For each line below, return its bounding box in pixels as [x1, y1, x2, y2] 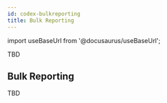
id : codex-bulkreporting [7, 10, 81, 18]
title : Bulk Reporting [7, 17, 74, 24]
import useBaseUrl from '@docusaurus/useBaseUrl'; [7, 36, 161, 44]
